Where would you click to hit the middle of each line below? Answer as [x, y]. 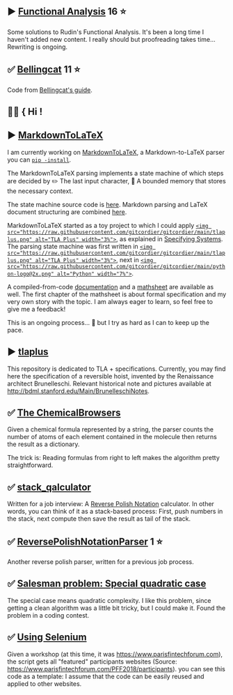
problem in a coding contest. [48, 615]
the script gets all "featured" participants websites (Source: [92, 662]
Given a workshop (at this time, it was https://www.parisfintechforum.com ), [115, 654]
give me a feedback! [37, 309]
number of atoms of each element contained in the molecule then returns [112, 437]
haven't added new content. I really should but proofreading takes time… [111, 39]
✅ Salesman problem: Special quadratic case [107, 584]
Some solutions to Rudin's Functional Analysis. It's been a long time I [106, 32]
